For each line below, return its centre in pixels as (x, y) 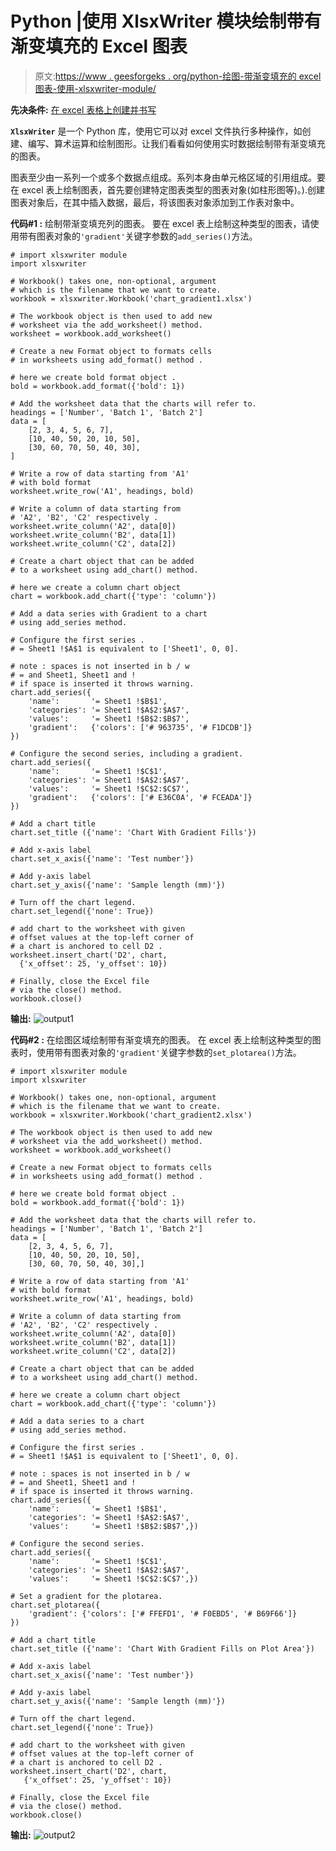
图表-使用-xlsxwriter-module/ (95, 88)
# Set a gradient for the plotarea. (86, 1596)
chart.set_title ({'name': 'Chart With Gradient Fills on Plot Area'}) (162, 1648)
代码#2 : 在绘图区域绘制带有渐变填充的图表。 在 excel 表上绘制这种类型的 (161, 1039)
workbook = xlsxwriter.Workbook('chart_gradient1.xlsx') (131, 298)
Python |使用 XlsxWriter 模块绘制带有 (166, 21)
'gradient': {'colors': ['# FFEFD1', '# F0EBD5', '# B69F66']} (163, 1613)
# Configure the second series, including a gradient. (127, 753)
